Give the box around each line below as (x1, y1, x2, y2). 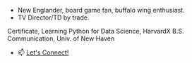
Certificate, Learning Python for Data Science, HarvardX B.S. (7, 27, 184, 35)
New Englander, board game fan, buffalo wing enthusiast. (17, 6, 185, 14)
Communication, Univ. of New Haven (7, 34, 115, 43)
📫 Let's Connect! (17, 48, 69, 57)
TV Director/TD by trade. (17, 13, 90, 22)
